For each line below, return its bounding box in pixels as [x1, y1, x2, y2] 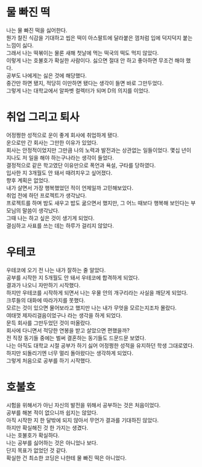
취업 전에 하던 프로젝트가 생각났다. [6, 191, 87, 199]
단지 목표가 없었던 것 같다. [6, 446, 68, 454]
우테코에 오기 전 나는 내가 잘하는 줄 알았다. [6, 266, 106, 273]
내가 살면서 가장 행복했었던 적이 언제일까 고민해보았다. [6, 184, 134, 191]
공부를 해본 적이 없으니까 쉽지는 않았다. [6, 408, 98, 416]
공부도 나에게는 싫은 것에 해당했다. [6, 72, 87, 79]
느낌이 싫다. [6, 42, 34, 49]
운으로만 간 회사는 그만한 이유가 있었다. [6, 139, 98, 146]
